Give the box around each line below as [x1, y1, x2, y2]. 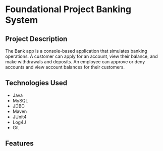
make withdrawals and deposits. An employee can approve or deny [5, 59, 145, 64]
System [5, 14, 38, 26]
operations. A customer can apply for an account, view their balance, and [5, 53, 158, 59]
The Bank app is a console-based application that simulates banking [5, 48, 147, 54]
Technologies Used [5, 79, 67, 87]
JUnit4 [12, 114, 27, 120]
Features [5, 139, 34, 148]
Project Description [5, 34, 68, 43]
